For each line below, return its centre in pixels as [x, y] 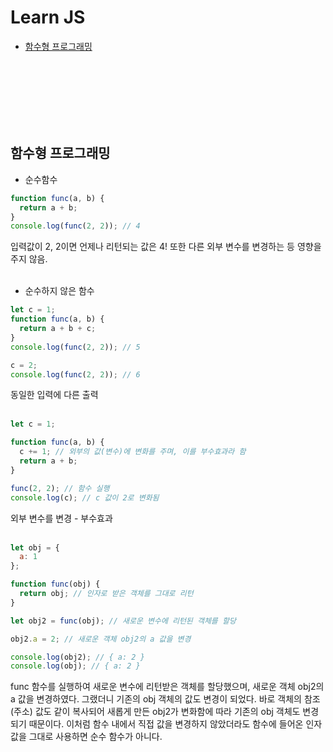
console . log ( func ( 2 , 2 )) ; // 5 [75, 347]
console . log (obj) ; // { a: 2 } [75, 666]
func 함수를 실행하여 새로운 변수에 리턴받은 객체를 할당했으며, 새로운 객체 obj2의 [167, 687]
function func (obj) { [55, 584]
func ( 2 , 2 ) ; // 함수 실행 [60, 488]
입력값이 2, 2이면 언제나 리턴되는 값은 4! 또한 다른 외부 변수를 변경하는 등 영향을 [166, 247]
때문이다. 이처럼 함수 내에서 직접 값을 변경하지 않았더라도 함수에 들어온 [166, 724]
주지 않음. [29, 259]
